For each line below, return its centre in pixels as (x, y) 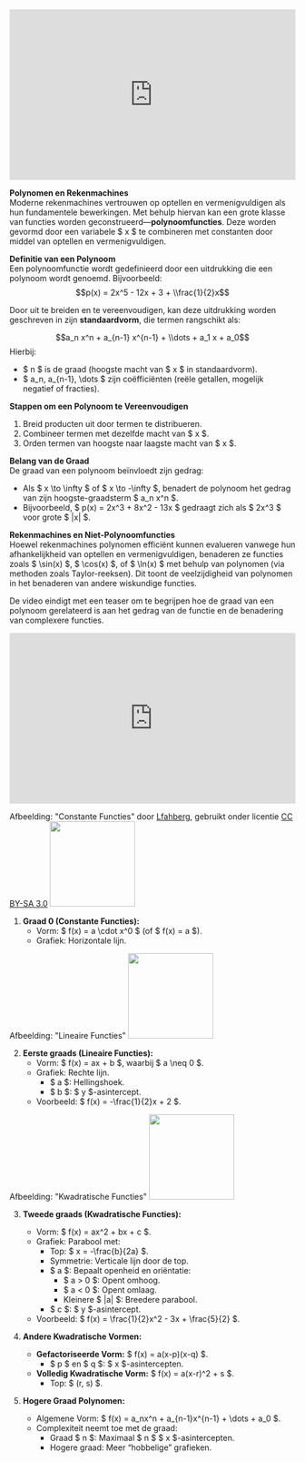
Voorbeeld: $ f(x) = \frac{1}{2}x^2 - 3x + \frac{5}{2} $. (138, 1319)
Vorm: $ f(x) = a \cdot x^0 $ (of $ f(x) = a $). (119, 931)
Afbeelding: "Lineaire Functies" (68, 1036)
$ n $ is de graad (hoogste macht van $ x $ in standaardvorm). (140, 369)
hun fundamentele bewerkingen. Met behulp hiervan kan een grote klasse (148, 212)
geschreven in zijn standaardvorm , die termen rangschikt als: (125, 320)
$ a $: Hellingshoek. (87, 1082)
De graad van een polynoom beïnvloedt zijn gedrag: (107, 471)
